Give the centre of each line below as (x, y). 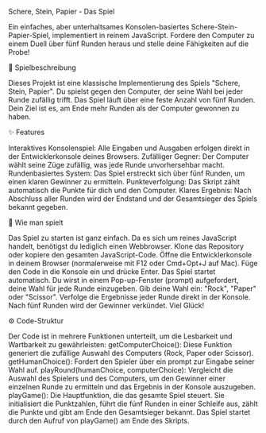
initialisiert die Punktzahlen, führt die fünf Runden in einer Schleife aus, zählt (133, 404)
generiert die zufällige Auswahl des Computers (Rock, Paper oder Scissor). (131, 353)
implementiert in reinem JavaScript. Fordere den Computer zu (153, 35)
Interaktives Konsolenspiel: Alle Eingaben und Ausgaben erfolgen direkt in (129, 148)
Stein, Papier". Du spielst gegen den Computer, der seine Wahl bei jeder (126, 91)
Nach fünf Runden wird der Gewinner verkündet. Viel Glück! (106, 305)
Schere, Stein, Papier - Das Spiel (62, 12)
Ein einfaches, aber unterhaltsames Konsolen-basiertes (99, 27)
